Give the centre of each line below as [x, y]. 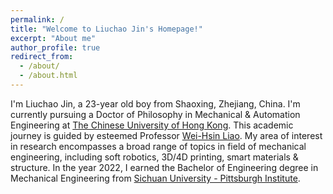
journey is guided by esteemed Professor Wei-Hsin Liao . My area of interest [166, 135]
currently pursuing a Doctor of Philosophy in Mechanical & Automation [155, 114]
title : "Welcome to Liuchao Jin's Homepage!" [106, 29]
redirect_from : [42, 57]
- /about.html [48, 76]
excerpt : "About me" [53, 38]
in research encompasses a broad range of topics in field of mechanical [158, 146]
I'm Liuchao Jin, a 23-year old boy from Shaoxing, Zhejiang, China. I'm [155, 103]
